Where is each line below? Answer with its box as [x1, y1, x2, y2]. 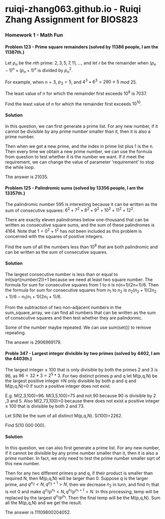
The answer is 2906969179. [5, 339, 62, 345]
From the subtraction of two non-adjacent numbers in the [5, 304, 122, 310]
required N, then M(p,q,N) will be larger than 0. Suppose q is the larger [5, 475, 149, 481]
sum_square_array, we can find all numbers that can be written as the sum [5, 310, 156, 316]
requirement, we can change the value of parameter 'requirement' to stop [5, 159, 155, 165]
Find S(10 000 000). [5, 422, 46, 428]
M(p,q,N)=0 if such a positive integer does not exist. [5, 383, 111, 389]
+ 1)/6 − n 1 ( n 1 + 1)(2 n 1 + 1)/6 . [5, 293, 62, 301]
